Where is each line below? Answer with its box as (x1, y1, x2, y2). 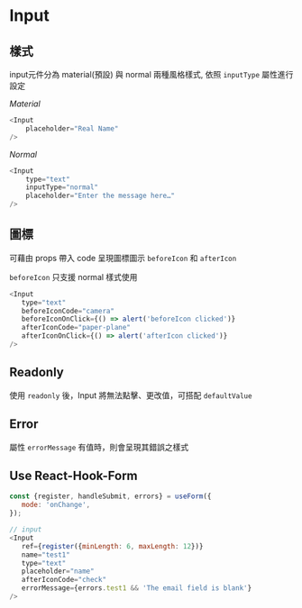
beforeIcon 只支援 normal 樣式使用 (9, 271, 138, 282)
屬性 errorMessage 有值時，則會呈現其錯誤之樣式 (9, 441, 189, 452)
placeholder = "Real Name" (25, 123, 119, 133)
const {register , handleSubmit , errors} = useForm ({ (9, 492, 212, 501)
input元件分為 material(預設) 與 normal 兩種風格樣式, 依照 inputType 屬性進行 (9, 69, 294, 79)
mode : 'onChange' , (21, 501, 91, 510)
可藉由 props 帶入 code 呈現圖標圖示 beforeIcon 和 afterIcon (9, 252, 237, 263)
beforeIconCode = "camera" (21, 306, 115, 315)
